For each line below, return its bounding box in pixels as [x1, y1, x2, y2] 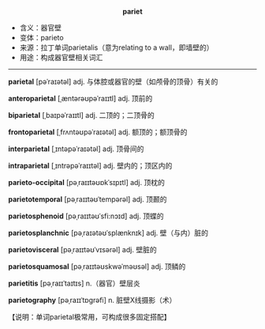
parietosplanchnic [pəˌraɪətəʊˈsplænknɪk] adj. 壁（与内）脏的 [8, 229, 209, 237]
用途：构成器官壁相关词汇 [19, 53, 103, 62]
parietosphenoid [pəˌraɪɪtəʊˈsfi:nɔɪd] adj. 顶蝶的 [8, 211, 164, 221]
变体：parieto [19, 33, 65, 42]
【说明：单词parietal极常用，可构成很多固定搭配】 [8, 312, 171, 321]
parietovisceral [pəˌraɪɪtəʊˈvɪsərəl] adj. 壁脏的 [8, 245, 157, 254]
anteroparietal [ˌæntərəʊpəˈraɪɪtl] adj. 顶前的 [8, 94, 153, 103]
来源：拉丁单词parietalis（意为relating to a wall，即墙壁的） [19, 43, 214, 52]
